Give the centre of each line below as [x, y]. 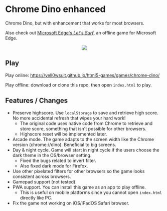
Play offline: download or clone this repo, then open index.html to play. [78, 85]
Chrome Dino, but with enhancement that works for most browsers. [75, 23]
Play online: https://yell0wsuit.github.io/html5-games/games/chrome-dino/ [82, 75]
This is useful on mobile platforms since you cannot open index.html [91, 192]
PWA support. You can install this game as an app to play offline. [79, 187]
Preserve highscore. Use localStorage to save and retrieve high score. [85, 112]
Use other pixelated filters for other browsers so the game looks [78, 171]
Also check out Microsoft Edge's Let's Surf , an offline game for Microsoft [81, 32]
